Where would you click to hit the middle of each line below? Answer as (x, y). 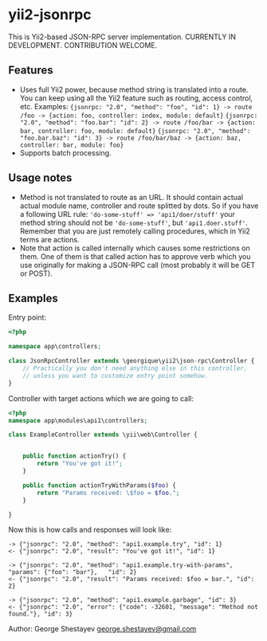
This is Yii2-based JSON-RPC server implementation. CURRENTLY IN (122, 37)
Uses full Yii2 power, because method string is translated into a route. (134, 89)
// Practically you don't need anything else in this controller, (135, 368)
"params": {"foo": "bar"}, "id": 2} (73, 572)
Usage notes (40, 178)
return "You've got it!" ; (80, 464)
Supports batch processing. (65, 152)
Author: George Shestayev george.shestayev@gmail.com (102, 629)
